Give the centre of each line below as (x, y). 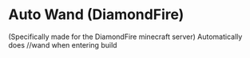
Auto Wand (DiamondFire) (96, 15)
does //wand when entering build (63, 44)
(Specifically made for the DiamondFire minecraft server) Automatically (125, 37)
